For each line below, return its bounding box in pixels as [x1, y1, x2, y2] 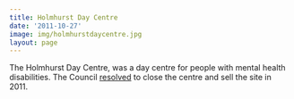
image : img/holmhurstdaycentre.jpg [9, 29, 143, 38]
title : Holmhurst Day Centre [9, 12, 118, 22]
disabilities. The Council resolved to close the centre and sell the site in [9, 72, 272, 83]
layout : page [9, 37, 58, 47]
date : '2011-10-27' [9, 21, 82, 30]
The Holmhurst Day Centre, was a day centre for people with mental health [9, 62, 286, 73]
